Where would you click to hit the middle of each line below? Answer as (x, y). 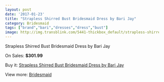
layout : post (18, 10)
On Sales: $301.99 (24, 56)
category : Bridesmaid (27, 23)
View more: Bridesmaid (29, 74)
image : (12, 32)
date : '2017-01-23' (25, 14)
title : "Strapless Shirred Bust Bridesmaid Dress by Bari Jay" (71, 19)
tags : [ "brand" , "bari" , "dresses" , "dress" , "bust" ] (57, 28)
